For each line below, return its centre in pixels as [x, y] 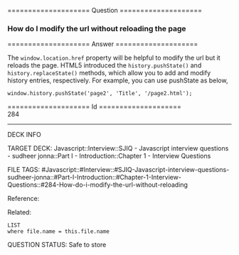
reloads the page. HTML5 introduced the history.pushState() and [105, 65]
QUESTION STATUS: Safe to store [57, 245]
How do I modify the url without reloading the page [97, 28]
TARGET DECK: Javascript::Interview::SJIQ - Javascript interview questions [118, 148]
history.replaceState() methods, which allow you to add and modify [109, 73]
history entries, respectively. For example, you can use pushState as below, [118, 80]
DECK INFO [24, 135]
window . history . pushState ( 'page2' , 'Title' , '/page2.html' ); [100, 94]
